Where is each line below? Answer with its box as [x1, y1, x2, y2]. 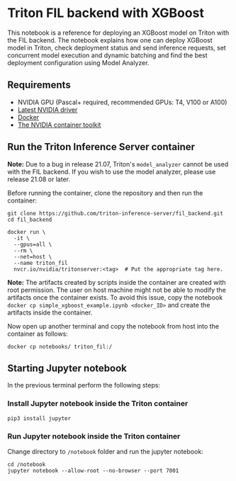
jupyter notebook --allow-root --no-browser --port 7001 [7, 467, 179, 474]
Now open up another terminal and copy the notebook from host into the [7, 322, 220, 330]
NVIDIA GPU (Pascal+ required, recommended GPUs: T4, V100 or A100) [17, 98, 227, 106]
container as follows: [7, 329, 69, 338]
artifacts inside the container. [7, 308, 93, 317]
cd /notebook [7, 460, 46, 468]
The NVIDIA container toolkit [17, 120, 101, 129]
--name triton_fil [13, 259, 69, 266]
